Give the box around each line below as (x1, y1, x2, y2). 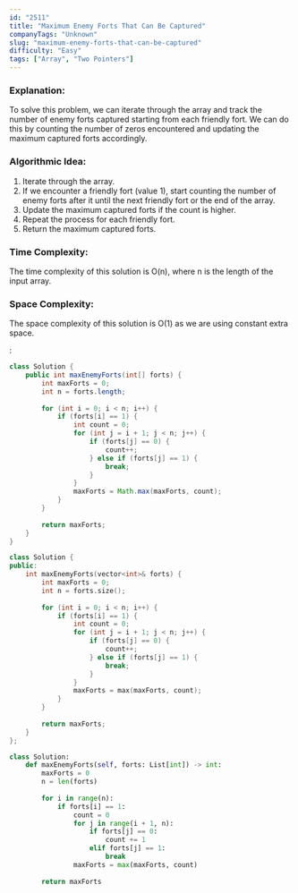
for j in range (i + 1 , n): (72, 819, 175, 828)
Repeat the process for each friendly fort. (21, 214, 176, 225)
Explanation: (9, 84, 65, 97)
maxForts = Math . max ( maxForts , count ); (72, 487, 222, 497)
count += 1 (105, 836, 146, 845)
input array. (9, 275, 52, 286)
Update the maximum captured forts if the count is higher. (21, 204, 236, 215)
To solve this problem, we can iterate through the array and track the (9, 105, 262, 115)
